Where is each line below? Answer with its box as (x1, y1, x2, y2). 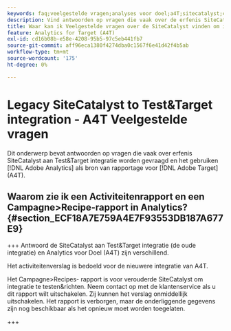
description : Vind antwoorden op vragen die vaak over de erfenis (7, 17, 201, 23)
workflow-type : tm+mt (7, 49, 69, 56)
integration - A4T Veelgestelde (7, 111, 188, 127)
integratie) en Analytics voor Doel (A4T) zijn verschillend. (7, 248, 170, 257)
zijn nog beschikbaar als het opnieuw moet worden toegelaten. (7, 304, 186, 313)
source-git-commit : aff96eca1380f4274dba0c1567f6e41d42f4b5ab (7, 42, 189, 49)
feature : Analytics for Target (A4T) (7, 29, 115, 36)
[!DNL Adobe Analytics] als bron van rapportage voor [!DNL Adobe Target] (7, 163, 219, 172)
